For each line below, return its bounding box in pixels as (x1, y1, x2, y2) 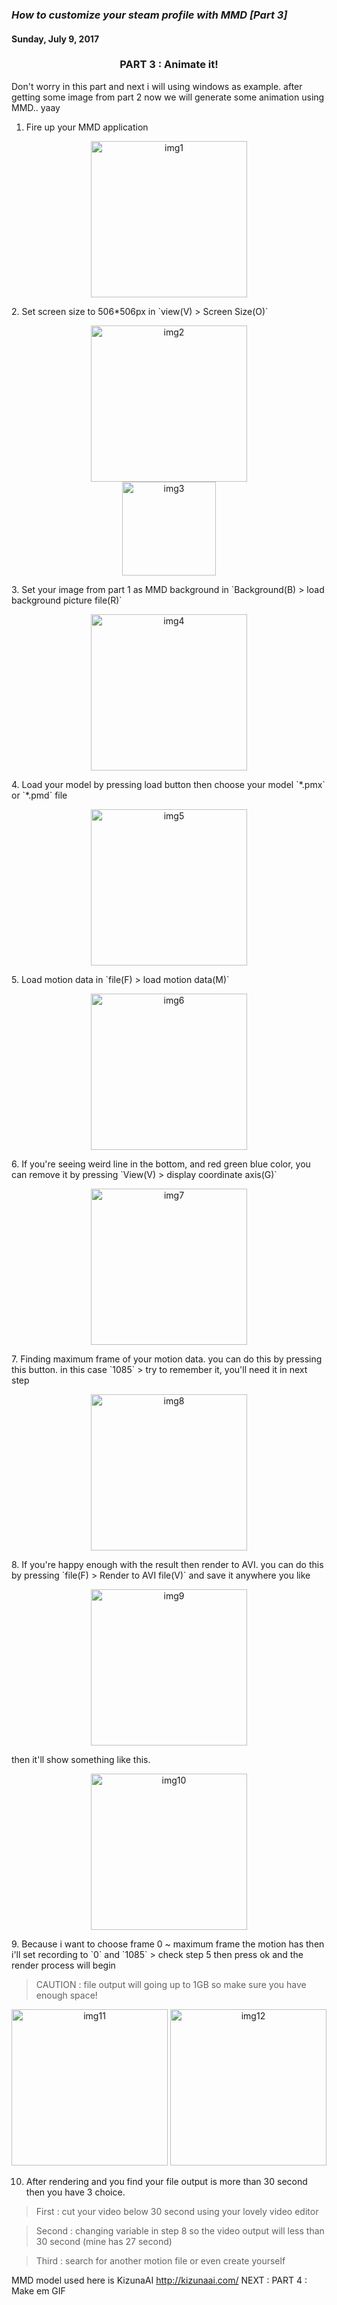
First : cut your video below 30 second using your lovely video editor (35, 2205, 319, 2217)
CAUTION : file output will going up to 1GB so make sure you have (35, 1978, 307, 1990)
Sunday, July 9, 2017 (11, 33, 100, 45)
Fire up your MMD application (25, 121, 149, 133)
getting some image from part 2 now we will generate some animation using (11, 91, 325, 103)
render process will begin (11, 1959, 116, 1971)
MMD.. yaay (11, 101, 61, 113)
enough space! (35, 1989, 98, 2001)
